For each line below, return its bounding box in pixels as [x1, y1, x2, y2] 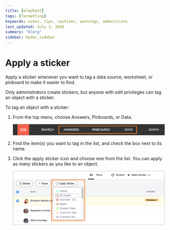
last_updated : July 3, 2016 [5, 24, 65, 29]
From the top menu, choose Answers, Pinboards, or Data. [12, 114, 133, 120]
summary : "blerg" [5, 29, 42, 35]
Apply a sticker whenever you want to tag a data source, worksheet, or [5, 74, 153, 80]
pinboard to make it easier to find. [5, 79, 76, 85]
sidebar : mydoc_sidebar [5, 35, 56, 40]
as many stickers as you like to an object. [12, 161, 99, 167]
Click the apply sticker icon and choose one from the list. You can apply [12, 156, 162, 162]
